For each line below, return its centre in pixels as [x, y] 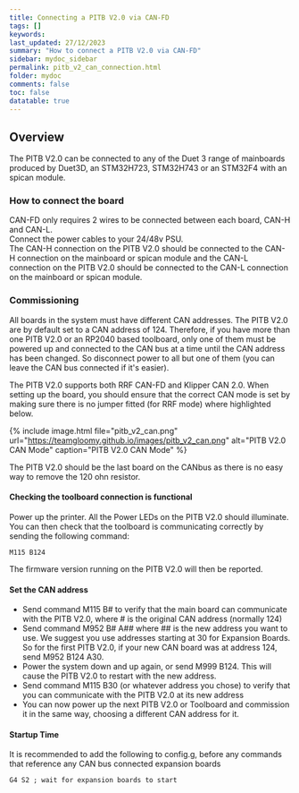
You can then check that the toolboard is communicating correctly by [137, 526]
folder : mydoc [36, 76]
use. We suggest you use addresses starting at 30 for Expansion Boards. [156, 638]
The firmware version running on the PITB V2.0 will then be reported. [136, 568]
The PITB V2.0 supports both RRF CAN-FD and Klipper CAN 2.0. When [139, 385]
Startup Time [34, 734]
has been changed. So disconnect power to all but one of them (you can [142, 358]
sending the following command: [69, 536]
